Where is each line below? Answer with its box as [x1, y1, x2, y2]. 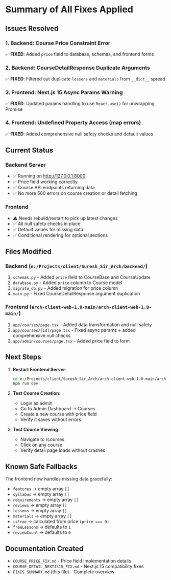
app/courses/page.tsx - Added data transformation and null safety [12, 322, 152, 328]
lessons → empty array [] [12, 508, 67, 514]
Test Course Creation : [12, 390, 61, 396]
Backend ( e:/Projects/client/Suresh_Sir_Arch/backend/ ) [5, 263, 148, 270]
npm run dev [12, 381, 38, 386]
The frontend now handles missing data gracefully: [5, 476, 112, 482]
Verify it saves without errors [20, 416, 82, 423]
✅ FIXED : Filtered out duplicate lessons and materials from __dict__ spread [5, 76, 166, 82]
